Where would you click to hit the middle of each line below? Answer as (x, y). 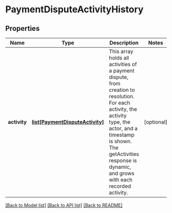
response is (123, 160)
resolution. (122, 96)
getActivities (124, 154)
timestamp (122, 135)
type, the (120, 122)
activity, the (123, 109)
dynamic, (120, 167)
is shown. (121, 141)
